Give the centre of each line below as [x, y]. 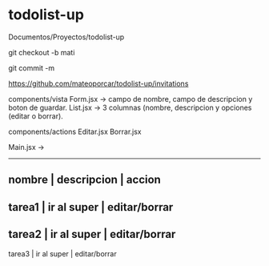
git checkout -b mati [42, 52]
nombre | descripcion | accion [85, 180]
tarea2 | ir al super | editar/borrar [92, 234]
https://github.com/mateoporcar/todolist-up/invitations [98, 83]
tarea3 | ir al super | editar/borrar [63, 253]
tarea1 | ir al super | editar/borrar [91, 207]
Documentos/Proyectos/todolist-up [66, 37]
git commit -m [32, 68]
